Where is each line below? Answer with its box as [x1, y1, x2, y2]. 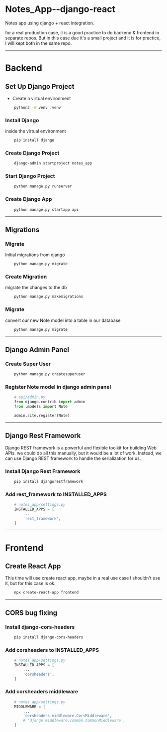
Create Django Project [5, 149, 60, 156]
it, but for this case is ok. [5, 581, 56, 586]
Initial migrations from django [5, 252, 65, 258]
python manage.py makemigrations [14, 294, 83, 299]
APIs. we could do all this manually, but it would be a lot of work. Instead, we [5, 450, 162, 456]
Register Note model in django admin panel [5, 383, 111, 390]
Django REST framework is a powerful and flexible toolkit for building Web [5, 444, 157, 450]
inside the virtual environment [5, 128, 66, 134]
